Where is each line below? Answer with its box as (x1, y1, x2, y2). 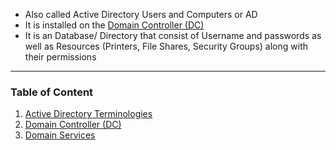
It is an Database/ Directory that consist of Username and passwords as (24, 30, 322, 41)
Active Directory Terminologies (24, 108, 153, 120)
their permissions (24, 51, 97, 63)
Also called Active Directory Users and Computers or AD (24, 9, 258, 20)
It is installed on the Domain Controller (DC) (24, 19, 205, 31)
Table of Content (10, 85, 94, 99)
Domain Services (24, 129, 96, 141)
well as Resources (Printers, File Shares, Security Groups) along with (24, 40, 308, 52)
